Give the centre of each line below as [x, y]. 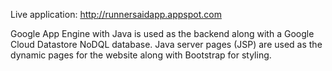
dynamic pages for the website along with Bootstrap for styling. [141, 55]
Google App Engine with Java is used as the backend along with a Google [162, 33]
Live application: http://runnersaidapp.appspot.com [116, 14]
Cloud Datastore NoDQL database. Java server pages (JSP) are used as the [166, 44]
